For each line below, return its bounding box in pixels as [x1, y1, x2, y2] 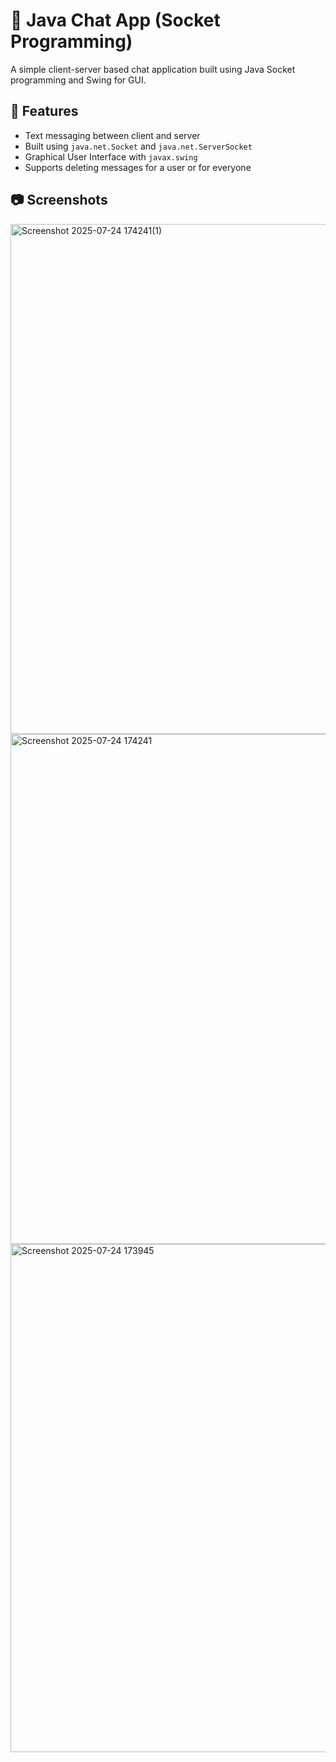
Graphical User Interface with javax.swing [24, 150, 198, 163]
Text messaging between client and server [24, 129, 201, 141]
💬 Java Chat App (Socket [10, 9, 221, 32]
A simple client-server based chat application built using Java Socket [10, 63, 296, 75]
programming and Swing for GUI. [10, 74, 147, 86]
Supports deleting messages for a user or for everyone [24, 161, 252, 173]
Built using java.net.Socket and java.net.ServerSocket [24, 140, 253, 152]
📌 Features [10, 103, 79, 120]
